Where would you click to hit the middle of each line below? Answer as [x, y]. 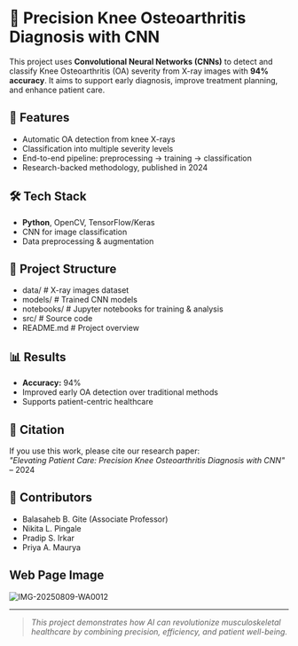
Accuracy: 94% [51, 383]
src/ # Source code [57, 319]
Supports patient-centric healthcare [87, 402]
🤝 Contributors [51, 497]
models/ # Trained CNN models [79, 300]
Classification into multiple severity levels [98, 148]
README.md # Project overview [81, 328]
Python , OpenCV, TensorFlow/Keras [88, 222]
